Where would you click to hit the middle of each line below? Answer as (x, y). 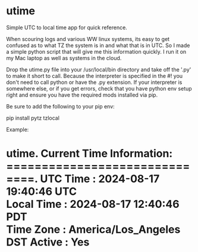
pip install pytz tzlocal (33, 118)
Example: (18, 129)
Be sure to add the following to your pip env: (60, 106)
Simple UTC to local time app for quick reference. (67, 27)
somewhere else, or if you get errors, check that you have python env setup (99, 88)
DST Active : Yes (48, 242)
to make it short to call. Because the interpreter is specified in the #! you (95, 76)
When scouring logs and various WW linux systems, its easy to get (88, 39)
